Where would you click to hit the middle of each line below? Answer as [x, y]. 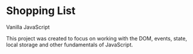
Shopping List [41, 11]
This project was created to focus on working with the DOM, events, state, [97, 38]
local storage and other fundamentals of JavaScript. [70, 45]
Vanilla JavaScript [28, 27]
